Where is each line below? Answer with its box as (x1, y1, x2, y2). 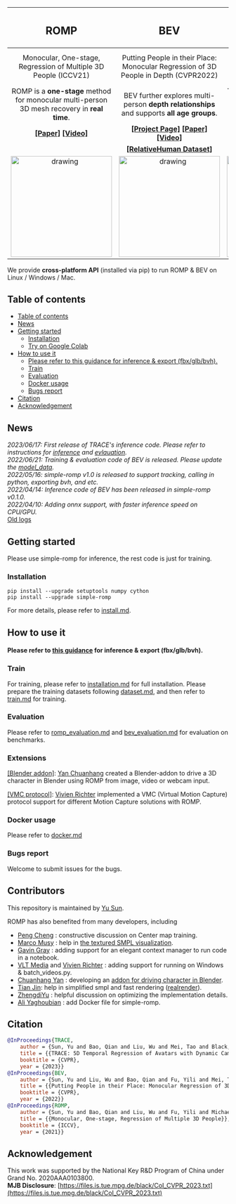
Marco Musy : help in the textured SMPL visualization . (17, 938, 173, 947)
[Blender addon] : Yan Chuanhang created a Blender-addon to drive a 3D (7, 769, 217, 778)
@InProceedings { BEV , (7, 1069, 68, 1077)
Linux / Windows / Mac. (7, 273, 76, 282)
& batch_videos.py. (17, 968, 72, 976)
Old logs (7, 516, 32, 524)
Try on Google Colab (27, 342, 88, 351)
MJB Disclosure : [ (7, 1182, 60, 1190)
